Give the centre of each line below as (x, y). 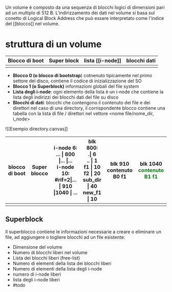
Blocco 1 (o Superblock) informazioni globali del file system (76, 86)
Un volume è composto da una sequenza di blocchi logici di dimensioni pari (85, 7)
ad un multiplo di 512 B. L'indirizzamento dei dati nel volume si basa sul (80, 13)
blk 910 (120, 164)
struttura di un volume (53, 44)
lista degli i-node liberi (36, 279)
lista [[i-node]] (102, 60)
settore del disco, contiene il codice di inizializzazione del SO (77, 81)
